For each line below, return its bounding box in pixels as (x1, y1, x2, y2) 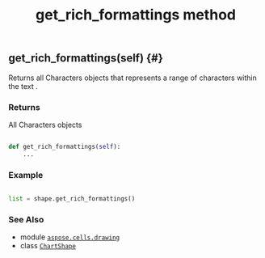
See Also (8, 214, 44, 225)
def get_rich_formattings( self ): (8, 142, 121, 150)
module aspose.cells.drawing (19, 232, 120, 242)
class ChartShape (19, 241, 77, 251)
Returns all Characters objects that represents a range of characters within (8, 73, 257, 82)
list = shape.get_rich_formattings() (8, 194, 136, 203)
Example (8, 169, 44, 180)
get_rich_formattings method (35, 6, 237, 24)
